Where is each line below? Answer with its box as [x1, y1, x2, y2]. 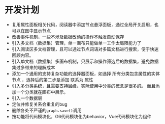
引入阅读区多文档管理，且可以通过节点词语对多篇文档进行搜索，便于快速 [11, 46, 159, 52]
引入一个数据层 [11, 95, 42, 101]
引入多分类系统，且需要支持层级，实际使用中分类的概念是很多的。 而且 [11, 83, 156, 89]
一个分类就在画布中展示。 [16, 89, 68, 95]
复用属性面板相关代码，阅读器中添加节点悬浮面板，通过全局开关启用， [11, 22, 155, 27]
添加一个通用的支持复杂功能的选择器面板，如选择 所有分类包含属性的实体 [11, 71, 160, 76]
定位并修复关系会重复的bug [11, 101, 67, 107]
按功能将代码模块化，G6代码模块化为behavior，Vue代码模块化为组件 [11, 113, 152, 119]
